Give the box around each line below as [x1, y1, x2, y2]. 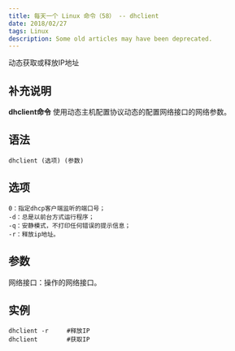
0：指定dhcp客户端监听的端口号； [8, 204, 106, 212]
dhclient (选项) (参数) [8, 156, 84, 165]
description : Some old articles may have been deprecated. [8, 34, 213, 43]
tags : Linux [8, 27, 49, 35]
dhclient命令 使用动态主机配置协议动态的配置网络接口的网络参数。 [8, 107, 232, 117]
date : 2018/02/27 [8, 19, 67, 28]
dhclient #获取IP [8, 336, 90, 344]
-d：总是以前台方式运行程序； [8, 213, 95, 221]
